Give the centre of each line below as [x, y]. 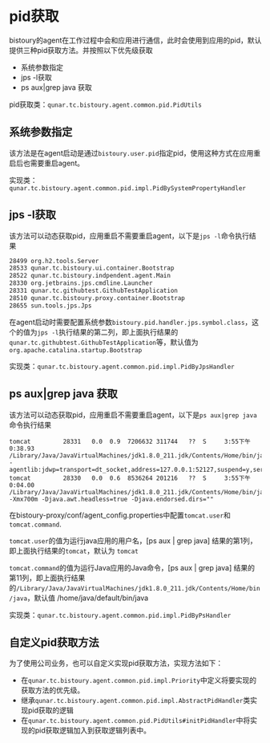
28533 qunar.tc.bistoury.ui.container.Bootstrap [92, 268]
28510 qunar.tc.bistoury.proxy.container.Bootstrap [97, 298]
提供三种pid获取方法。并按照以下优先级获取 [81, 50]
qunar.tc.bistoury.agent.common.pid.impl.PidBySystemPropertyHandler [128, 188]
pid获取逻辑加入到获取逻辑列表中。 [93, 730]
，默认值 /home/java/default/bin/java [88, 598]
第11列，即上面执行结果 [47, 578]
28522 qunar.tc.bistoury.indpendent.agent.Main [90, 276]
